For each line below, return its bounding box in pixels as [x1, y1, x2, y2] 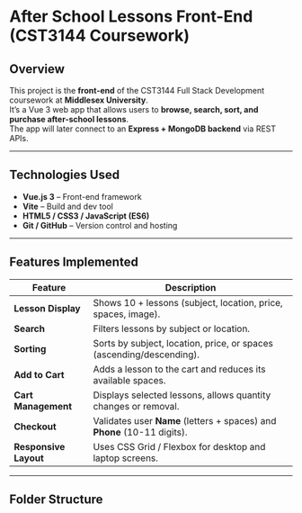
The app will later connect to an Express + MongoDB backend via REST [9, 123, 277, 134]
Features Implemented [9, 255, 139, 270]
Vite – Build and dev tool [22, 201, 114, 211]
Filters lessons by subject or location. [93, 322, 250, 335]
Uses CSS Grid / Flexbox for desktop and [93, 440, 266, 453]
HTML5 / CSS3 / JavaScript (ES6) [22, 210, 150, 221]
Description [164, 281, 217, 293]
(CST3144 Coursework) [9, 25, 191, 46]
